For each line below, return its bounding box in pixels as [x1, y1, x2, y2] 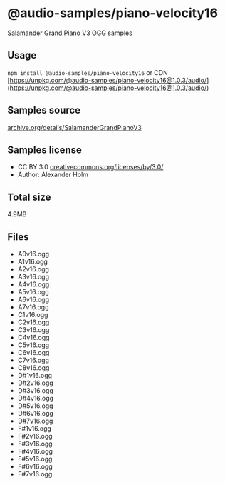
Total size [7, 191, 51, 203]
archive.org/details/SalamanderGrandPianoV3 [7, 123, 142, 131]
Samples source [7, 104, 80, 116]
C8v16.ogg [17, 364, 50, 372]
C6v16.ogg [17, 349, 50, 356]
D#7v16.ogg [17, 416, 53, 425]
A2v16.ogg [17, 265, 50, 273]
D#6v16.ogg [17, 409, 53, 417]
